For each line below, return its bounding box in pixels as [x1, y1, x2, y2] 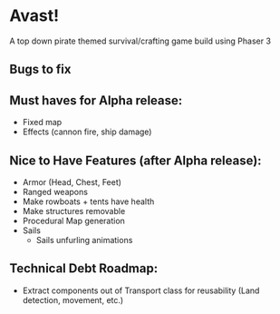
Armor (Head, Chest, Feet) [22, 176, 122, 187]
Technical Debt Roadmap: [9, 260, 159, 277]
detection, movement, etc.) [22, 294, 124, 305]
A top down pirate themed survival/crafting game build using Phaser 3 [9, 35, 272, 46]
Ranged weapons [22, 186, 89, 197]
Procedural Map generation [22, 215, 125, 226]
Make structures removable [22, 205, 126, 216]
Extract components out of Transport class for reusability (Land [22, 285, 260, 296]
